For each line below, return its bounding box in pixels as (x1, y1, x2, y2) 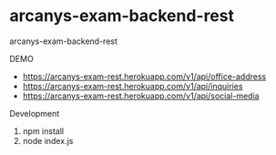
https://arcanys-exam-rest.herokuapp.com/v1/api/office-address (22, 70, 267, 82)
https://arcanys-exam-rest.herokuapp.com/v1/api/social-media (22, 90, 260, 101)
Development (9, 108, 60, 119)
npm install (22, 125, 65, 137)
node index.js (22, 135, 74, 146)
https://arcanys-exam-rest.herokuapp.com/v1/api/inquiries (22, 80, 243, 91)
